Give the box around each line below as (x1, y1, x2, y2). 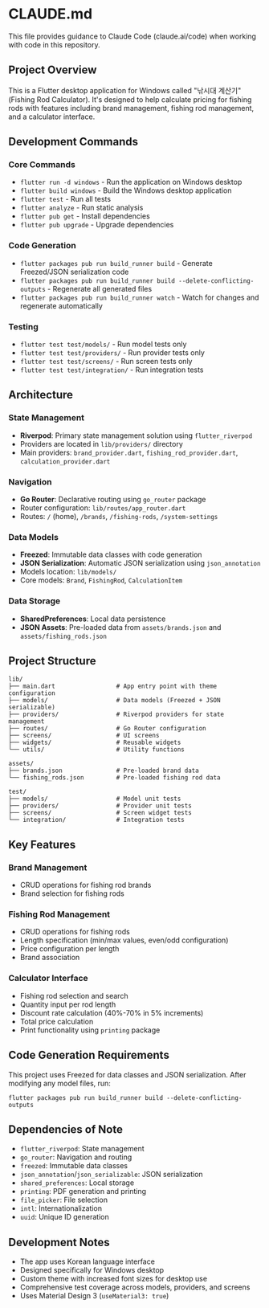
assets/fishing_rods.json (19, 632, 107, 640)
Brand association (19, 953, 80, 963)
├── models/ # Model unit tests (8, 795, 181, 803)
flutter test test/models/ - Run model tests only (19, 339, 187, 349)
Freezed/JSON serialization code (19, 267, 129, 276)
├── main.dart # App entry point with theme (8, 682, 218, 691)
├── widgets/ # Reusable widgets (8, 738, 181, 747)
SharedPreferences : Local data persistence (19, 614, 166, 623)
